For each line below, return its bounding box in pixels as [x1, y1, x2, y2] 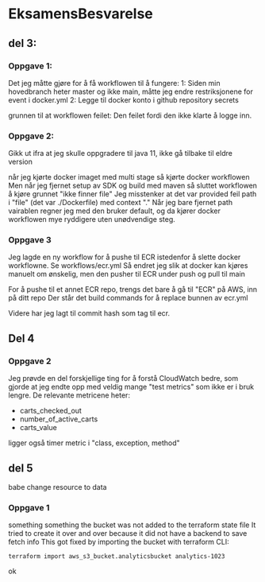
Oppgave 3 [8, 235, 52, 246]
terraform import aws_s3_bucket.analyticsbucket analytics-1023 [8, 553, 225, 561]
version [8, 157, 33, 167]
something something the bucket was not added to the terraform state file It [8, 520, 256, 530]
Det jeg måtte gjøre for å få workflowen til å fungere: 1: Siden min [8, 78, 221, 87]
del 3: [8, 37, 37, 50]
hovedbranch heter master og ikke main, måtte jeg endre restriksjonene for [8, 87, 254, 96]
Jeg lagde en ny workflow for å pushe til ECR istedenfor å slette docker [8, 252, 241, 262]
